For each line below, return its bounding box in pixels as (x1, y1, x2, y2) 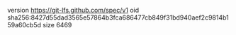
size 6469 (42, 21, 72, 29)
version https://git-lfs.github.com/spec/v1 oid (7, 6, 140, 14)
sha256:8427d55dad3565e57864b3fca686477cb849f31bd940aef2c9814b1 (7, 13, 229, 22)
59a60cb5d (7, 21, 41, 29)
